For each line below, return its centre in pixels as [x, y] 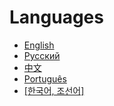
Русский [42, 55]
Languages [56, 17]
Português [45, 78]
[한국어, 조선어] [54, 90]
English [39, 45]
